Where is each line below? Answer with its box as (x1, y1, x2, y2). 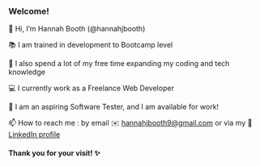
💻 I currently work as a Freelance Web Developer (8, 83, 174, 93)
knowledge (8, 67, 46, 77)
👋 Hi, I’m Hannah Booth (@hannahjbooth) (8, 24, 146, 34)
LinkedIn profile (8, 130, 61, 139)
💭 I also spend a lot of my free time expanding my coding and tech (8, 59, 230, 68)
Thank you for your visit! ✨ (8, 147, 101, 158)
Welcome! (8, 6, 50, 17)
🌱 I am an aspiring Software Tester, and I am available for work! (8, 102, 220, 112)
